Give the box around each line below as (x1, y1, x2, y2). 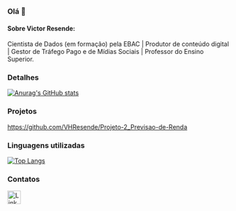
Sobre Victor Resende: (7, 24, 76, 33)
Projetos (7, 107, 38, 117)
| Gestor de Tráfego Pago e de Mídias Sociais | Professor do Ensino (7, 48, 204, 56)
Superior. (7, 55, 34, 63)
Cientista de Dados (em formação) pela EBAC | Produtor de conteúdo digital (7, 40, 229, 48)
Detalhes (7, 72, 39, 82)
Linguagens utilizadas (7, 140, 85, 150)
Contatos (7, 174, 40, 184)
